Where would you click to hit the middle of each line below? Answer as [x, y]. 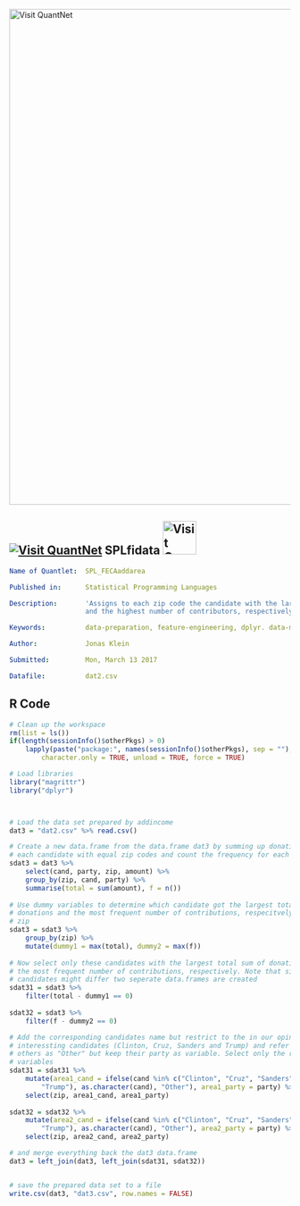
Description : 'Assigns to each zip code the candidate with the [143, 603]
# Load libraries [42, 774]
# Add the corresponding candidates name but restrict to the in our [142, 1037]
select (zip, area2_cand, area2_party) [97, 1137]
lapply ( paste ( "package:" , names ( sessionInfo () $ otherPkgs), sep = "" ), [159, 750]
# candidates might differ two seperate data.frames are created [133, 980]
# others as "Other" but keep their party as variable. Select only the [147, 1054]
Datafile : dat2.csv [63, 676]
